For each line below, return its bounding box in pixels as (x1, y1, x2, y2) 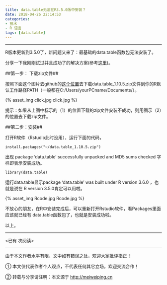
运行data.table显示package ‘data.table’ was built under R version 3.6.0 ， (5, 179, 155, 185)
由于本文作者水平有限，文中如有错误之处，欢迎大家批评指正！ (5, 253, 132, 259)
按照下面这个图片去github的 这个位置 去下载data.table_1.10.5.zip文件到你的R (5, 81, 157, 87)
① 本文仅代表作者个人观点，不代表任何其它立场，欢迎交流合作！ (5, 264, 139, 269)
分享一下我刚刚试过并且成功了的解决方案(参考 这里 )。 (5, 60, 113, 66)
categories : (5, 16, 30, 21)
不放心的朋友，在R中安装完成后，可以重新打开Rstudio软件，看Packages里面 (5, 206, 162, 212)
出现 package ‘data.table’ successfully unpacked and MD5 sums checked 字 (5, 154, 162, 159)
